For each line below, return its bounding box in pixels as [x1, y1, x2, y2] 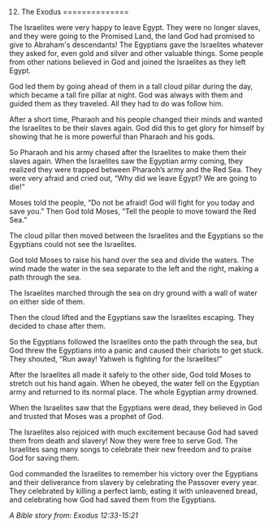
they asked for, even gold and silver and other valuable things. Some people [9, 49, 263, 58]
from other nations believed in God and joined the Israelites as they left [9, 57, 246, 67]
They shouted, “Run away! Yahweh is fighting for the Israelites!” [9, 354, 223, 364]
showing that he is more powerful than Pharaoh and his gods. [9, 132, 215, 141]
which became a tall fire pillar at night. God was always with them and [9, 90, 243, 100]
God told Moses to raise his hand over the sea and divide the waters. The [9, 255, 254, 265]
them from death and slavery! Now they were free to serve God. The [9, 436, 238, 445]
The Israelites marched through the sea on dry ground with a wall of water [9, 288, 258, 297]
